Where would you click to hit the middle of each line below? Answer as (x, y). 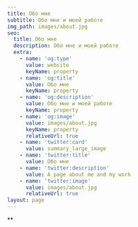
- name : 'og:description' (57, 98)
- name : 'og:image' (48, 116)
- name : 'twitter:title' (55, 155)
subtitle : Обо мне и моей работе (55, 20)
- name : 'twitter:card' (54, 143)
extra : (23, 53)
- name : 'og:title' (48, 78)
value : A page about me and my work (78, 174)
